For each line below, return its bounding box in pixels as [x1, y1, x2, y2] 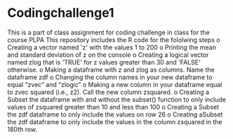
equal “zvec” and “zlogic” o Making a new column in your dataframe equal [7, 80, 222, 88]
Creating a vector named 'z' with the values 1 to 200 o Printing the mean [7, 43, 216, 51]
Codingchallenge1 [7, 5, 114, 21]
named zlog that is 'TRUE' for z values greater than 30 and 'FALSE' [7, 58, 201, 66]
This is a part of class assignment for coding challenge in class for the [7, 28, 211, 37]
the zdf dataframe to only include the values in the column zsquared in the [7, 117, 222, 126]
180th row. [7, 125, 37, 133]
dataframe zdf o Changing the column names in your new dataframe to [7, 72, 213, 81]
